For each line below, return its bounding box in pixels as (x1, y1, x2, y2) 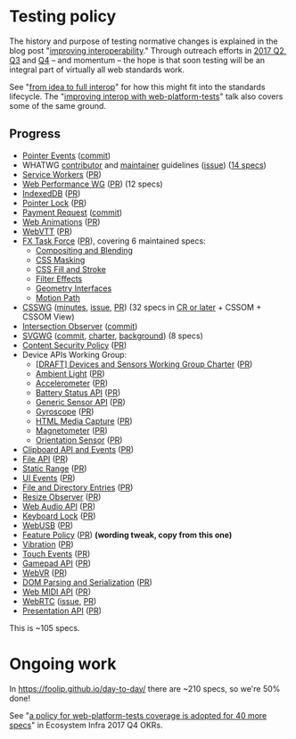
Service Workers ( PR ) (21, 169, 103, 179)
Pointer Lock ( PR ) (21, 197, 87, 208)
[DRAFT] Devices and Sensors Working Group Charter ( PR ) (35, 359, 253, 369)
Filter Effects (35, 273, 83, 284)
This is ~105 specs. (9, 622, 80, 633)
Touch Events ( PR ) (21, 548, 91, 559)
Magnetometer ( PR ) (35, 425, 109, 436)
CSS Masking (35, 254, 86, 265)
